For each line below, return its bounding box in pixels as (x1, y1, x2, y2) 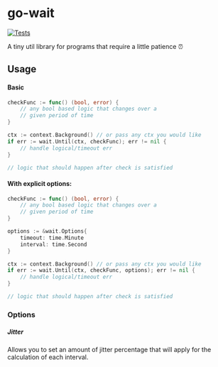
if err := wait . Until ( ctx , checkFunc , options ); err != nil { (7, 267, 195, 274)
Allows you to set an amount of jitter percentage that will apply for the (7, 345, 212, 354)
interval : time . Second (20, 241, 87, 248)
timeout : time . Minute (20, 234, 84, 241)
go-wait (7, 5, 55, 21)
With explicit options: (7, 180, 72, 187)
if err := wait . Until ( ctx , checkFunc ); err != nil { (7, 138, 167, 145)
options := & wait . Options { (7, 228, 87, 235)
